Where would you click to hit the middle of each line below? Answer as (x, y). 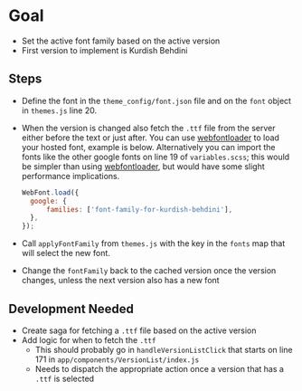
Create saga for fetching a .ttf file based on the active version (139, 330)
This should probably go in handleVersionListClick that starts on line (164, 349)
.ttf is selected (65, 378)
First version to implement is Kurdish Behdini (104, 50)
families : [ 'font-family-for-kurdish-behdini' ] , (139, 209)
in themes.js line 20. (59, 110)
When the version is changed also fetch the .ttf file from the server (149, 128)
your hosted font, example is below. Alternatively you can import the (149, 147)
